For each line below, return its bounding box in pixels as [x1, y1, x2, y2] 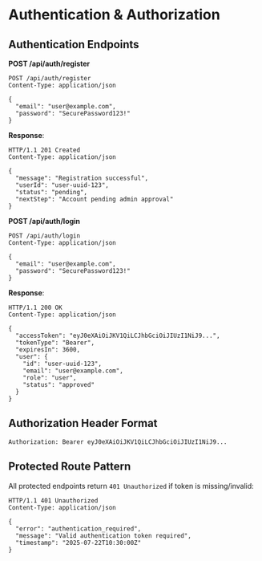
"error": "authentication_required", [15, 524, 142, 533]
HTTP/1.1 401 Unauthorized [8, 496, 99, 505]
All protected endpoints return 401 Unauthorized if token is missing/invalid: [8, 481, 254, 490]
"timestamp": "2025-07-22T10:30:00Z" [15, 539, 142, 547]
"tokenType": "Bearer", [15, 339, 95, 347]
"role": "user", [22, 374, 78, 382]
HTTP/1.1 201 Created [8, 146, 81, 154]
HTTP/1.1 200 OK [8, 303, 62, 311]
